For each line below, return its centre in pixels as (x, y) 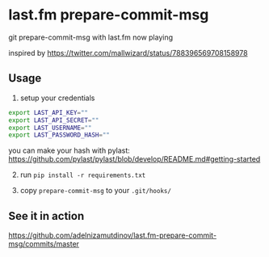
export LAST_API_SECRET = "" (54, 120)
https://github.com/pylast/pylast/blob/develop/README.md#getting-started (134, 159)
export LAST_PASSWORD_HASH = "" (59, 135)
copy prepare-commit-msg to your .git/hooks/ (96, 191)
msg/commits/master (44, 244)
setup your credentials (57, 98)
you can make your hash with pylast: (69, 150)
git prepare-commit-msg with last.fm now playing (91, 37)
